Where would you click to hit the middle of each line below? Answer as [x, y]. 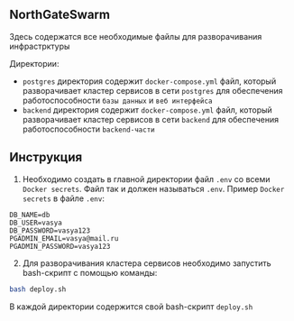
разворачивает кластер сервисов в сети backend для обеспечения [151, 119]
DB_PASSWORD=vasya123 [50, 230]
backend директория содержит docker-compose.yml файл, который [147, 110]
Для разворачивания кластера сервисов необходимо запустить [147, 263]
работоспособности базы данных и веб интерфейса [117, 100]
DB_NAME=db [30, 215]
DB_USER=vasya [36, 223]
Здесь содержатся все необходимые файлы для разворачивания [136, 36]
